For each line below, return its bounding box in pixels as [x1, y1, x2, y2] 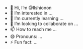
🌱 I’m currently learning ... [10, 15, 64, 21]
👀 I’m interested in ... [10, 10, 53, 16]
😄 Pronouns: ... [10, 33, 43, 39]
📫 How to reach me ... [10, 26, 57, 32]
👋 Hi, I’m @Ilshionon [10, 5, 52, 10]
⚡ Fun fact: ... [10, 39, 38, 45]
